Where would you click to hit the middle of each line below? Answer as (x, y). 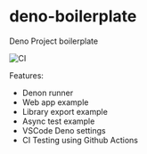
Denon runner (48, 93)
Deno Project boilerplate (54, 41)
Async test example (58, 121)
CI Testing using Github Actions (80, 140)
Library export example (65, 111)
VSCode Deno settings (64, 130)
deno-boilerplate (73, 16)
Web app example (55, 102)
